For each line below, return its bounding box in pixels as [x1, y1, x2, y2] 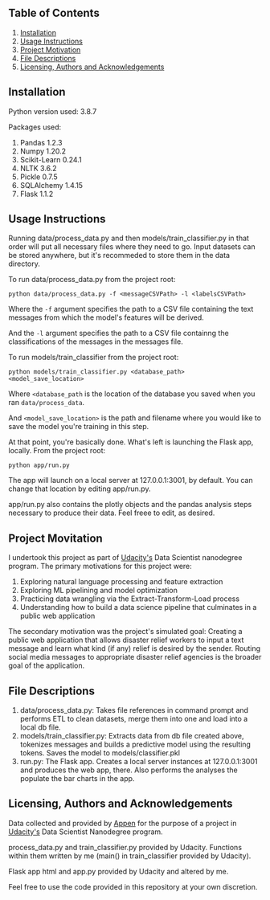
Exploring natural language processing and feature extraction [19, 577, 223, 587]
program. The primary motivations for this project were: [8, 562, 193, 571]
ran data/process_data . [8, 398, 85, 407]
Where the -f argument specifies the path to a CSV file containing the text [8, 305, 254, 314]
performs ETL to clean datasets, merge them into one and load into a [19, 714, 248, 724]
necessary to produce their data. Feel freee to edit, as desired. [8, 508, 215, 517]
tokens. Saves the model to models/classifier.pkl [19, 748, 181, 758]
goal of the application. [8, 661, 85, 670]
